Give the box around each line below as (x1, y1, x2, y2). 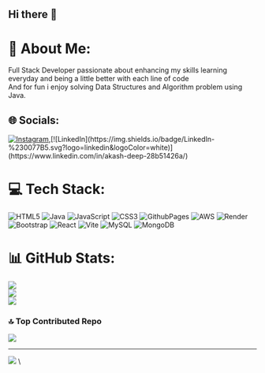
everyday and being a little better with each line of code (8, 74, 189, 84)
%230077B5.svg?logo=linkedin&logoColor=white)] (8, 143, 174, 152)
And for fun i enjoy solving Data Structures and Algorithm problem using (8, 82, 243, 91)
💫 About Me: (8, 39, 91, 58)
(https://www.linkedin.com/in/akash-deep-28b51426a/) (8, 151, 188, 161)
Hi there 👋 (8, 8, 58, 21)
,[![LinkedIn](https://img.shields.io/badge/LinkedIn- (48, 135, 215, 144)
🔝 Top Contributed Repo (8, 315, 103, 326)
